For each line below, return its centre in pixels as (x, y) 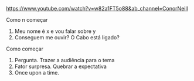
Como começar (25, 49)
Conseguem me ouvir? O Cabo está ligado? (67, 37)
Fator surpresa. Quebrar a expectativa (60, 66)
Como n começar (27, 20)
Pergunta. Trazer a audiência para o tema (64, 60)
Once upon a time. (37, 72)
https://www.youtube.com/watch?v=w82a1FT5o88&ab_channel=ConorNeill (97, 9)
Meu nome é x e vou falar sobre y (55, 31)
